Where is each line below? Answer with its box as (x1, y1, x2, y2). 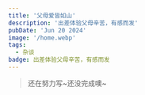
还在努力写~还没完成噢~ (27, 78, 107, 88)
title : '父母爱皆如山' (8, 11, 76, 20)
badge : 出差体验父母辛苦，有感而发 (8, 56, 110, 64)
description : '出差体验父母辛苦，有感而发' (8, 19, 139, 27)
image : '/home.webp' (8, 33, 77, 42)
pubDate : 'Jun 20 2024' (8, 26, 87, 34)
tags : (8, 41, 26, 49)
